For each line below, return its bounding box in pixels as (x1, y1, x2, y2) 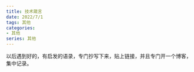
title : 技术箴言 (6, 8, 42, 15)
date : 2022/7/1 (6, 14, 44, 20)
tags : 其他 (6, 19, 31, 25)
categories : (6, 25, 35, 31)
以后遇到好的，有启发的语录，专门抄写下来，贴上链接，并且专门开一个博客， (6, 53, 192, 59)
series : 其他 (6, 36, 36, 42)
